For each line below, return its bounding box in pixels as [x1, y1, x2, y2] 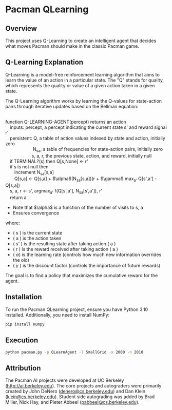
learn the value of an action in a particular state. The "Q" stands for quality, [5, 77, 164, 83]
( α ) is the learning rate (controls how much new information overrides [12, 251, 162, 258]
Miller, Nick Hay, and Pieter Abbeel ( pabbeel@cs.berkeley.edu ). [5, 399, 140, 405]
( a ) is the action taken [12, 235, 62, 241]
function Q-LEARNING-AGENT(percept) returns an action [5, 119, 127, 125]
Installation [5, 292, 42, 301]
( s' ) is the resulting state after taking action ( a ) [12, 241, 116, 247]
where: [5, 220, 21, 226]
